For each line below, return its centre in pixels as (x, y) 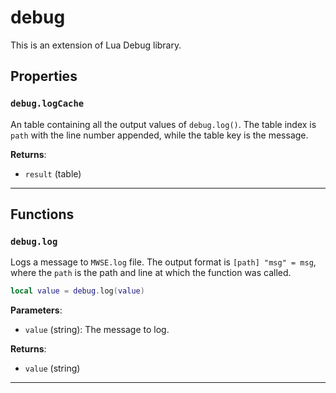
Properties (44, 76)
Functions (42, 214)
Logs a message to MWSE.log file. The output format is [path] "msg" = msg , (163, 262)
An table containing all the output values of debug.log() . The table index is (163, 124)
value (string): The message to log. (97, 330)
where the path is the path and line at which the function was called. (151, 273)
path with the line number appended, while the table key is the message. (159, 135)
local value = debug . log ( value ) (77, 291)
